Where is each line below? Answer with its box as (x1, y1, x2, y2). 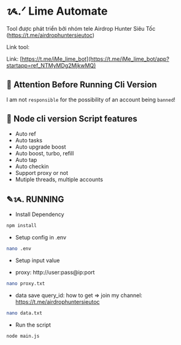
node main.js (6, 333, 40, 339)
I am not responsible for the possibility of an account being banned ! (6, 96, 176, 103)
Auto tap (15, 156, 37, 163)
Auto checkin (15, 163, 49, 170)
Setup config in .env (15, 234, 66, 241)
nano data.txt (6, 310, 43, 316)
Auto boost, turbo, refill (15, 149, 74, 157)
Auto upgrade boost (15, 143, 66, 150)
